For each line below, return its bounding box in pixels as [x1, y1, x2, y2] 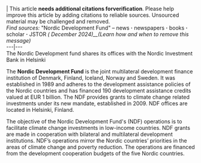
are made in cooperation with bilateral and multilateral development [6, 131, 173, 138]
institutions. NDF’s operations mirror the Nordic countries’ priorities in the [6, 137, 187, 144]
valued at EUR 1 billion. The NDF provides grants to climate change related [6, 93, 190, 100]
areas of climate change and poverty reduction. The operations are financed [6, 144, 195, 150]
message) [6, 37, 31, 44]
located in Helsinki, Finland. [6, 106, 74, 113]
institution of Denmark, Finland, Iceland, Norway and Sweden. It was [6, 75, 176, 81]
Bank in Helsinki [6, 57, 46, 63]
